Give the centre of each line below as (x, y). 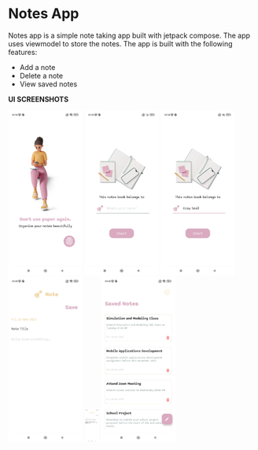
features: (23, 52)
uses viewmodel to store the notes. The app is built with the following (121, 43)
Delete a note (41, 75)
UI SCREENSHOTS (39, 99)
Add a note (37, 67)
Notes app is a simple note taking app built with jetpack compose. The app (129, 35)
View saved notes (48, 84)
